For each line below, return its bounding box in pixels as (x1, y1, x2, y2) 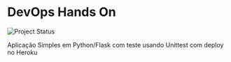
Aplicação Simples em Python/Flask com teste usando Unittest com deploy (7, 40, 224, 49)
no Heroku (7, 48, 38, 56)
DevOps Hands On (7, 4, 117, 20)
